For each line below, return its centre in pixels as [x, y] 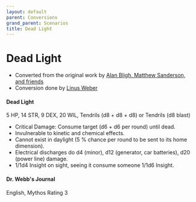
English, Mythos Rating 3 [37, 192]
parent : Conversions [32, 17]
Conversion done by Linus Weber [56, 88]
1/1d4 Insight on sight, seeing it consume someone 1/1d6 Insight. [94, 165]
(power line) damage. [41, 159]
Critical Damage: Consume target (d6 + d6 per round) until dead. [95, 127]
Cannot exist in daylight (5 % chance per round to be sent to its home [101, 140]
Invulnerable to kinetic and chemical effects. [70, 133]
